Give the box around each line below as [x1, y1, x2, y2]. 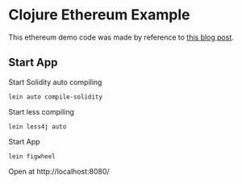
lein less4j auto [8, 123, 67, 131]
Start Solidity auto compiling [8, 77, 102, 86]
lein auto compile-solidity [8, 93, 103, 101]
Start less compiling [8, 107, 75, 116]
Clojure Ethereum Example [8, 6, 190, 24]
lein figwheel [8, 152, 56, 161]
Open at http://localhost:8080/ [8, 166, 111, 176]
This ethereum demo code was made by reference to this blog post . [8, 32, 234, 42]
